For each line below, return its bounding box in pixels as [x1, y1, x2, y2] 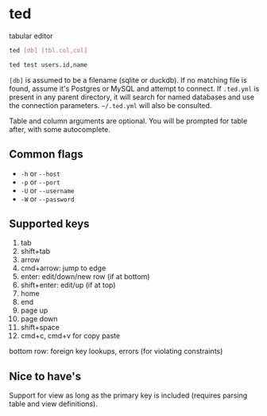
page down [20, 314, 58, 324]
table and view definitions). [9, 399, 98, 409]
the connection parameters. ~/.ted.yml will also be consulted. [9, 100, 212, 110]
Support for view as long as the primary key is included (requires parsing [9, 391, 248, 400]
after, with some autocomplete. [9, 124, 110, 134]
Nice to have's [9, 369, 82, 383]
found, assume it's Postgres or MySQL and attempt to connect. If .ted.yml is [9, 84, 260, 93]
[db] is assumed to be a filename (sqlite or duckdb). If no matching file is [9, 75, 247, 84]
